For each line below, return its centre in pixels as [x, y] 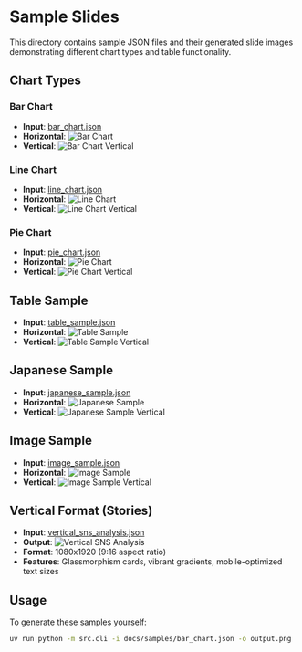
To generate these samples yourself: [78, 622]
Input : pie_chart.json [62, 252]
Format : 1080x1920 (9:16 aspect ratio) [94, 552]
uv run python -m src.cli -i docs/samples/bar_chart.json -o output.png [151, 639]
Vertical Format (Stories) [81, 511]
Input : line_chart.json [62, 189]
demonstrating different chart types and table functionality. [120, 51]
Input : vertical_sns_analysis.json [83, 532]
